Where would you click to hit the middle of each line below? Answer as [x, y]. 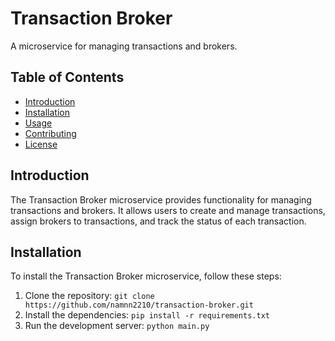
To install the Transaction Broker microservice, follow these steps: [146, 276]
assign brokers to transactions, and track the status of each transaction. [158, 221]
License [41, 144]
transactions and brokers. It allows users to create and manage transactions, [168, 210]
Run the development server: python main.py [117, 326]
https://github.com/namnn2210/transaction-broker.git [139, 305]
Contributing [50, 133]
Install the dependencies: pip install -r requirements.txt [147, 315]
